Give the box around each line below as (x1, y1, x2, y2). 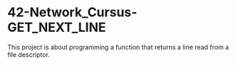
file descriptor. (7, 50, 50, 59)
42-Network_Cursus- (7, 4, 138, 21)
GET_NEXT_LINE (7, 19, 106, 35)
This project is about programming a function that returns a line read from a (7, 43, 230, 51)
